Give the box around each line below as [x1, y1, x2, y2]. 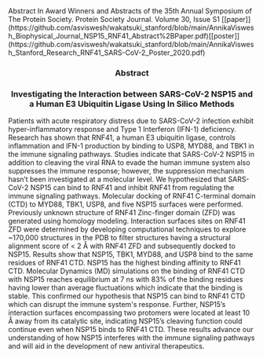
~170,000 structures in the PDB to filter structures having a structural [8, 233, 232, 243]
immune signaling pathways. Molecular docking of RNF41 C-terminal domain [8, 192, 256, 201]
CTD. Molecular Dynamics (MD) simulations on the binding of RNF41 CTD [8, 266, 246, 276]
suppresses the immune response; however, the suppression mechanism [8, 166, 245, 176]
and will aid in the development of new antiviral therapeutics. [8, 342, 205, 351]
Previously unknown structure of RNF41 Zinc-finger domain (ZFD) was [8, 208, 236, 217]
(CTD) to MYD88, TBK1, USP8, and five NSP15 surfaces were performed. [8, 199, 243, 209]
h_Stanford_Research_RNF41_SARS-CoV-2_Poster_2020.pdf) [8, 48, 206, 57]
